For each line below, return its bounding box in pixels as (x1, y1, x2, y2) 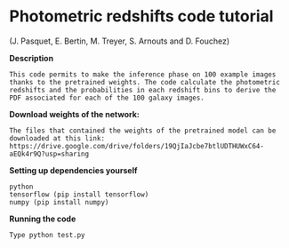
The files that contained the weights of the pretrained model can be (9, 126, 277, 135)
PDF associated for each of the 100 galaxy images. (9, 93, 205, 102)
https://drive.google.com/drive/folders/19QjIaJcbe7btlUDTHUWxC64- (9, 141, 265, 150)
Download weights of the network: (9, 108, 140, 119)
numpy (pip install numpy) (9, 197, 109, 206)
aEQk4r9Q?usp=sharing (9, 149, 90, 158)
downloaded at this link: (9, 133, 105, 143)
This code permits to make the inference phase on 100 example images (9, 69, 277, 79)
